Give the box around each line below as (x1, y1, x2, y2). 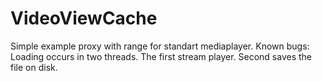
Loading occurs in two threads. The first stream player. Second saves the (10, 50, 312, 62)
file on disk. (10, 61, 58, 73)
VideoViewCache (10, 7, 158, 30)
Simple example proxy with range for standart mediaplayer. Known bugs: (10, 40, 310, 52)
